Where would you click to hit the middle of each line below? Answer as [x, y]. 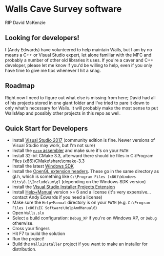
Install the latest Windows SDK [43, 166]
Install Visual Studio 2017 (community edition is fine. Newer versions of [83, 140]
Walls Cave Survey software [63, 9]
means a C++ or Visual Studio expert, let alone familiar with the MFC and [78, 55]
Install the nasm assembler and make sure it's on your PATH [70, 150]
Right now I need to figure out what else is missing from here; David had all [80, 97]
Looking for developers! [42, 38]
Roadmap [20, 86]
